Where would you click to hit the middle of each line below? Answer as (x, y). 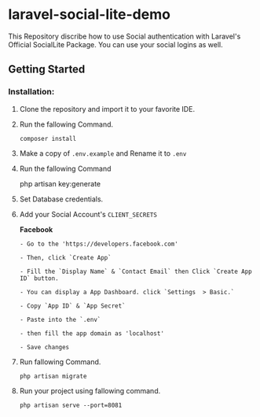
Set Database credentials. (61, 199)
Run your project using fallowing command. (90, 390)
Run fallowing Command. (60, 362)
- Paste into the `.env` (60, 319)
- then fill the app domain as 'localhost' (92, 333)
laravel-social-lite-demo (90, 15)
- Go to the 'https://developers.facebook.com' (99, 244)
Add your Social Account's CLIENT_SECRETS (88, 214)
